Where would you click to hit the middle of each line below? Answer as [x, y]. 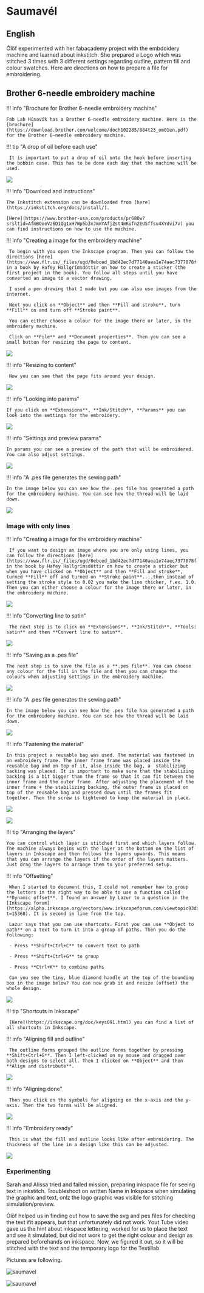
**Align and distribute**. [40, 1066]
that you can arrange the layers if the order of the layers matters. [97, 860]
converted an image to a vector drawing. [59, 278]
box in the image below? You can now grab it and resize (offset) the [97, 983]
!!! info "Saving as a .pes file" [42, 655]
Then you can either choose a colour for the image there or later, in [99, 588]
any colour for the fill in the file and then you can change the [92, 672]
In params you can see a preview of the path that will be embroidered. [100, 449]
